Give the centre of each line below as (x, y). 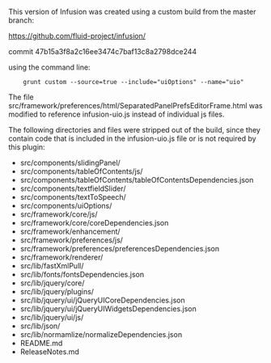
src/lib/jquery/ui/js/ (52, 317)
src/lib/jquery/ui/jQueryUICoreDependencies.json (102, 300)
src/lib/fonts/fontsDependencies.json (82, 274)
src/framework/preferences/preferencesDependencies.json (120, 249)
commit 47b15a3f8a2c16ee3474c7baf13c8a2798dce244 (103, 51)
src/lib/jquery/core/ (52, 283)
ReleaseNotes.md (49, 352)
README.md (41, 343)
